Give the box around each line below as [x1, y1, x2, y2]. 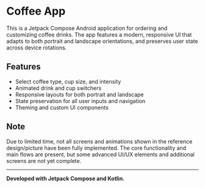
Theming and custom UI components [15, 104, 109, 111]
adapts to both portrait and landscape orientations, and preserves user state [6, 37, 198, 45]
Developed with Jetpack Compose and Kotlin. [6, 175, 125, 182]
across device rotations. [6, 44, 67, 51]
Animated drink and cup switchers [15, 84, 102, 92]
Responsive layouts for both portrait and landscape [15, 90, 145, 98]
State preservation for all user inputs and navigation [15, 97, 146, 104]
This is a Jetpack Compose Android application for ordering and [6, 24, 168, 32]
